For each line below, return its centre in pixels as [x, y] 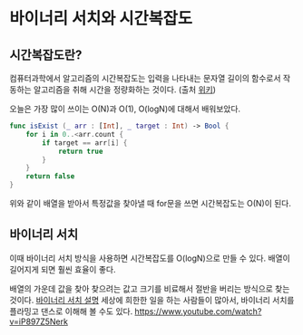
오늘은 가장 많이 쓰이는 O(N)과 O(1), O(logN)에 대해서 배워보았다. [125, 109]
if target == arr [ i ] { [85, 143]
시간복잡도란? [46, 55]
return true [80, 151]
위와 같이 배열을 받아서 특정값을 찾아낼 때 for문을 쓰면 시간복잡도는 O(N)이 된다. [151, 203]
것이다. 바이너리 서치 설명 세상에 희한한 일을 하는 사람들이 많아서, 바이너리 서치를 [152, 300]
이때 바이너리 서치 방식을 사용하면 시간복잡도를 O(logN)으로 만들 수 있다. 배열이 [150, 258]
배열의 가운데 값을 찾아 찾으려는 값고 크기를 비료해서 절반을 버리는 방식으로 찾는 [150, 288]
